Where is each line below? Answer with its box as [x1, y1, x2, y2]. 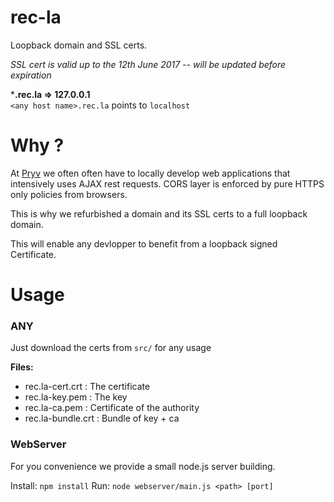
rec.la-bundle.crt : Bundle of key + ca [24, 412, 180, 425]
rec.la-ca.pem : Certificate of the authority [24, 402, 200, 414]
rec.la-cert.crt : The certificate [24, 381, 151, 393]
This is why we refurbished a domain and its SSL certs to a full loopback [10, 207, 308, 220]
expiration [10, 69, 52, 81]
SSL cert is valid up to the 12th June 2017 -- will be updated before [10, 58, 287, 70]
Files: [10, 361, 34, 373]
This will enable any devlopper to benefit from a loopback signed [10, 237, 278, 250]
